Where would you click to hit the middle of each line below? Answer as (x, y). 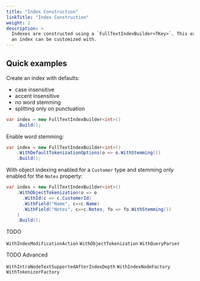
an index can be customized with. (54, 39)
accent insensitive (37, 95)
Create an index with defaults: (43, 78)
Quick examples (37, 64)
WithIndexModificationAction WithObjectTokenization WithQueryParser (93, 244)
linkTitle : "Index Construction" (48, 17)
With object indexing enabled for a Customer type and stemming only (90, 170)
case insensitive (35, 89)
